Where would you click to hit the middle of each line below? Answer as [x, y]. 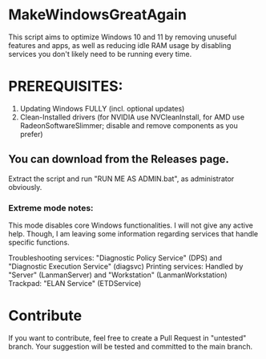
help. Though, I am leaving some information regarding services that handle [133, 233]
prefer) [31, 134]
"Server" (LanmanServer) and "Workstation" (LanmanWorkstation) [118, 275]
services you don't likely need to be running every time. [100, 54]
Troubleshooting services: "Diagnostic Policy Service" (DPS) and [115, 257]
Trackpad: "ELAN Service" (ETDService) [75, 283]
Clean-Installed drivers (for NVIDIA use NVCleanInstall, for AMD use [132, 117]
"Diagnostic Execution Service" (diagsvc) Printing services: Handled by [126, 266]
